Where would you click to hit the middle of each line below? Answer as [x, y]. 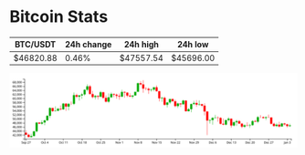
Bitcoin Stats [59, 17]
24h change [89, 45]
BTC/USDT [36, 45]
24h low [193, 45]
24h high [142, 45]
